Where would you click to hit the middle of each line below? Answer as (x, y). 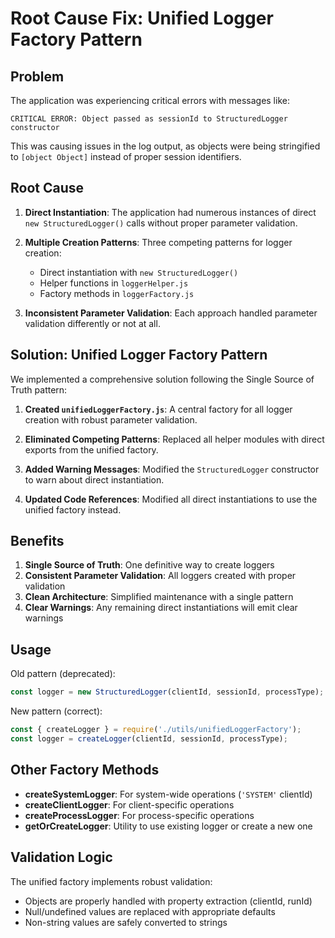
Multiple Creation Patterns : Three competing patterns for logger (158, 242)
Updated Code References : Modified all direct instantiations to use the (171, 499)
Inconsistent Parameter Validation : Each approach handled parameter (171, 313)
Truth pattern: (39, 389)
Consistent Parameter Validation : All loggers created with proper (160, 576)
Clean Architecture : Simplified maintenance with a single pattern (159, 597)
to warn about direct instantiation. (94, 479)
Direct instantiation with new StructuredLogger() (139, 272)
